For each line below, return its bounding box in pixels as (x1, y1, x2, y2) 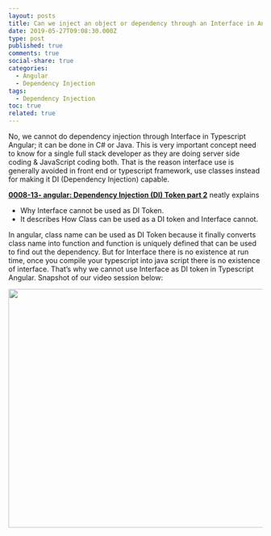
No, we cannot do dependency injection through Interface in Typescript (8, 132, 246, 141)
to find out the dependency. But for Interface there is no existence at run (8, 247, 249, 257)
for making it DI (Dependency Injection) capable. (8, 174, 169, 184)
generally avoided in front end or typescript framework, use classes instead (8, 166, 261, 175)
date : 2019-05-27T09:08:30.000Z (8, 27, 117, 35)
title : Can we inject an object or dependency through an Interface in (8, 19, 254, 27)
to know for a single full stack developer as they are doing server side (8, 149, 240, 158)
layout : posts (8, 11, 56, 20)
